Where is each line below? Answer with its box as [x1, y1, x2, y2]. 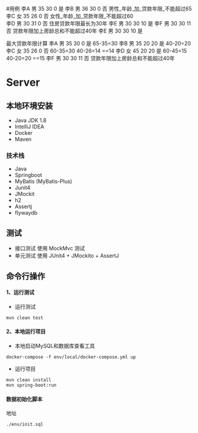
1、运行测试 [6, 289, 35, 296]
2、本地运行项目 [6, 328, 46, 335]
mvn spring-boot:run [6, 382, 57, 388]
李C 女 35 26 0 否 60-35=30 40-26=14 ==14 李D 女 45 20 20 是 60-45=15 [6, 47, 187, 54]
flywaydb [14, 209, 38, 217]
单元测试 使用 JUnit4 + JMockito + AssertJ [14, 252, 119, 259]
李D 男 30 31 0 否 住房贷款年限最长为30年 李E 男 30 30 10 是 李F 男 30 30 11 [6, 20, 191, 27]
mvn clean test [6, 315, 44, 321]
